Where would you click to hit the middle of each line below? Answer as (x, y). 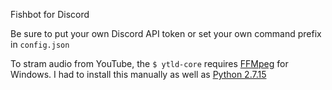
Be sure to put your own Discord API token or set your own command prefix (166, 33)
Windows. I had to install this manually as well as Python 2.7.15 (138, 74)
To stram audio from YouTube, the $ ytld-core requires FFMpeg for (149, 63)
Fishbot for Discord (50, 14)
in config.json (40, 44)
